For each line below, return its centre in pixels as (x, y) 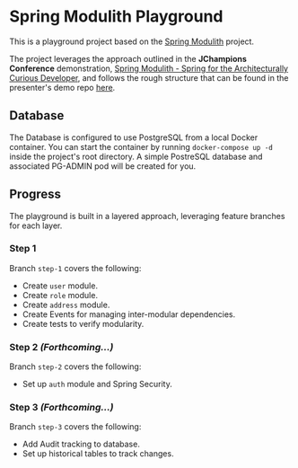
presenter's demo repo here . (62, 87)
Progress (35, 194)
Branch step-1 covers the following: (75, 268)
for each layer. (36, 225)
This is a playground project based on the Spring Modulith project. (131, 41)
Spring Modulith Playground (116, 17)
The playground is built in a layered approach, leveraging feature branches (147, 216)
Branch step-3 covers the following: (75, 427)
